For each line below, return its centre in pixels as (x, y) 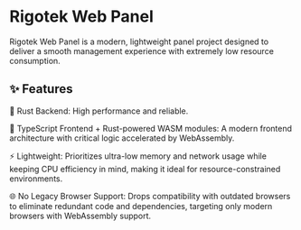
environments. (36, 179)
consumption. (35, 60)
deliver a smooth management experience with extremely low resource (141, 51)
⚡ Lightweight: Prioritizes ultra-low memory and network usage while (138, 156)
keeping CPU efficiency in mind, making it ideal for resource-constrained (145, 169)
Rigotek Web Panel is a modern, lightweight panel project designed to (139, 41)
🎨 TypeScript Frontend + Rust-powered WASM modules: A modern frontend (150, 128)
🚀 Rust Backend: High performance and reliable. (99, 111)
